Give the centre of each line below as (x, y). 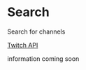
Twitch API (23, 45)
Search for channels (36, 31)
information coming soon (43, 58)
